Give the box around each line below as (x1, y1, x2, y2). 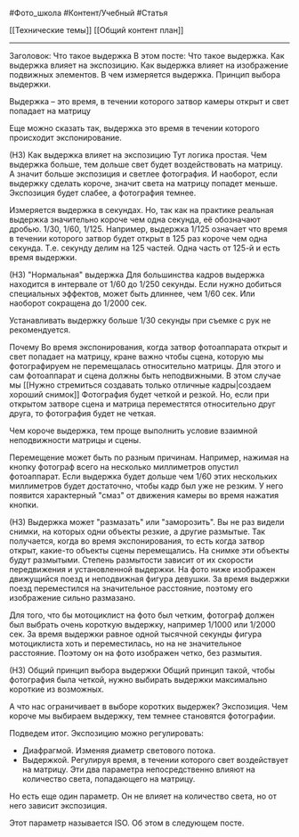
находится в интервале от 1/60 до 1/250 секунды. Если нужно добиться (9, 279, 282, 289)
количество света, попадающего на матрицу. (21, 774, 196, 784)
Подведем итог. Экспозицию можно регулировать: (9, 728, 205, 738)
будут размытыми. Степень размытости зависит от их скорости (9, 554, 254, 565)
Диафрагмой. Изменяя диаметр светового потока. (21, 745, 216, 756)
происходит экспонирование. (9, 133, 123, 143)
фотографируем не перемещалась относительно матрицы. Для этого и (9, 361, 282, 371)
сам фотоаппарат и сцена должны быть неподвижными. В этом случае (9, 370, 282, 381)
